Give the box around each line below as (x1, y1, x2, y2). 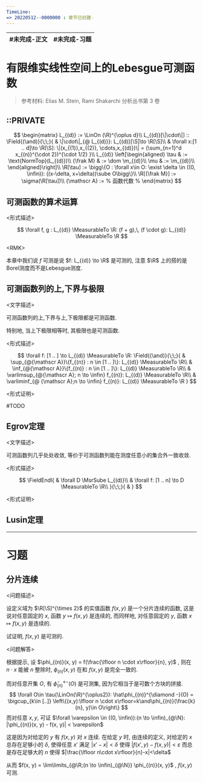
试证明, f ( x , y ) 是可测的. (6, 632, 64, 640)
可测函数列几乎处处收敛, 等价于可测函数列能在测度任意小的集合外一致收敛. (6, 451, 192, 458)
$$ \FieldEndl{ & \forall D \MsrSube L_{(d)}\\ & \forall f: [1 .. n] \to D (19, 476, 184, 484)
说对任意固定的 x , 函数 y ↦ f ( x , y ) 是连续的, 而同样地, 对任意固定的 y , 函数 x (6, 612, 192, 619)
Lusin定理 (6, 515, 43, 525)
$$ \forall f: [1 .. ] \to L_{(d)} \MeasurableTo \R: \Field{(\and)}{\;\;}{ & (17, 352, 186, 359)
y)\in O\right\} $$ (85, 704, 129, 711)
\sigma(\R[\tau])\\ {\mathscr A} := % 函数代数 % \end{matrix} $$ (21, 177, 182, 185)
